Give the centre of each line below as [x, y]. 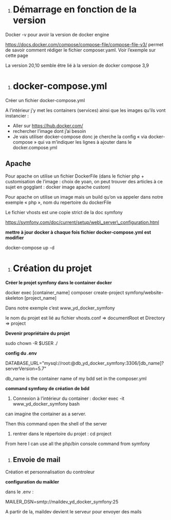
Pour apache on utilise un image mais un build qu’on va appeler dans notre [84, 197]
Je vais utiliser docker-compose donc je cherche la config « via [80, 137]
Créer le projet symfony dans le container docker [59, 282]
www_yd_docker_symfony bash [46, 403]
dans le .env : [20, 492]
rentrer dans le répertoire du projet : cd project [62, 434]
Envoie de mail [36, 460]
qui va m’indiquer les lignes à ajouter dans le [85, 142]
